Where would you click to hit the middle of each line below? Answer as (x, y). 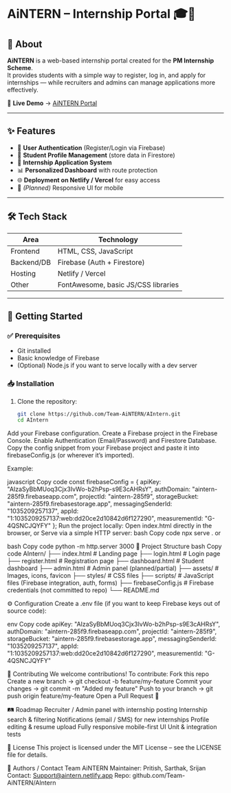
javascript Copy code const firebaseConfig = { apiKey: (84, 482)
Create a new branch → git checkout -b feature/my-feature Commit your (110, 682)
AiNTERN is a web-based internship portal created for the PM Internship (111, 61)
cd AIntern (33, 420)
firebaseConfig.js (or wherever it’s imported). (71, 455)
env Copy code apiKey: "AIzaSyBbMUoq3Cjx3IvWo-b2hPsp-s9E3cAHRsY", (114, 624)
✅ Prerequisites (34, 336)
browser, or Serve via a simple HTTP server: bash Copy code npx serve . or (114, 533)
